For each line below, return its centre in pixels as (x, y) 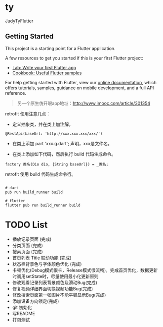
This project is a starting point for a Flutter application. (60, 48)
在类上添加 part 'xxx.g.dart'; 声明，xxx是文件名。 (62, 143)
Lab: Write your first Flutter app (44, 67)
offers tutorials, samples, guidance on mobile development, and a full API (80, 88)
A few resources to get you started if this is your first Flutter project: (74, 58)
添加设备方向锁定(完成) (36, 301)
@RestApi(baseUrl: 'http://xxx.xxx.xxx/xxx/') (54, 134)
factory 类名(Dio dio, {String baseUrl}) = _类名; (57, 164)
